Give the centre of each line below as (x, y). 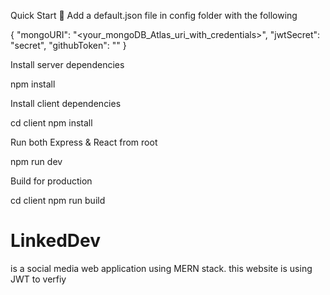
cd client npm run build (58, 200)
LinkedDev (55, 241)
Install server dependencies (67, 64)
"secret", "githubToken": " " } (68, 45)
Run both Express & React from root (84, 142)
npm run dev (36, 161)
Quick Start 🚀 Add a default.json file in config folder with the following (154, 15)
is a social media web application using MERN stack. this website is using (161, 268)
